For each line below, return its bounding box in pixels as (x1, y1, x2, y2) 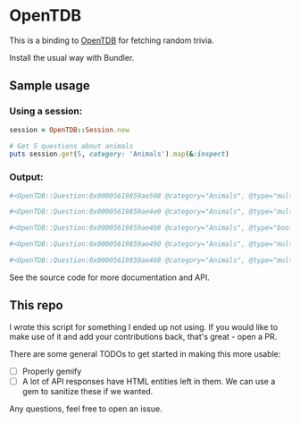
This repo (9, 298, 64, 313)
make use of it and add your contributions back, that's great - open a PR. (9, 331, 278, 342)
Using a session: (9, 105, 83, 117)
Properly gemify (21, 366, 82, 376)
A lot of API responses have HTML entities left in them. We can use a (21, 376, 276, 386)
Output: (9, 171, 44, 183)
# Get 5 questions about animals (9, 141, 134, 150)
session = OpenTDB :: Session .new (9, 125, 129, 134)
